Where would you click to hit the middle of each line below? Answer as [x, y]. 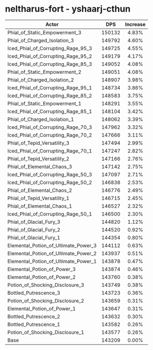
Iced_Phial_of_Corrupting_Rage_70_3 [50, 127]
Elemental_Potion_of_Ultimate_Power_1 [52, 261]
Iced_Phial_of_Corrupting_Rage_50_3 [50, 174]
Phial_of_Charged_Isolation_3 [41, 40]
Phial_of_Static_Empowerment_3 [44, 33]
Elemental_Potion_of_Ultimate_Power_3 [52, 245]
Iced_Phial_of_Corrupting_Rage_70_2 [50, 135]
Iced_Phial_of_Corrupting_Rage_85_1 [50, 111]
